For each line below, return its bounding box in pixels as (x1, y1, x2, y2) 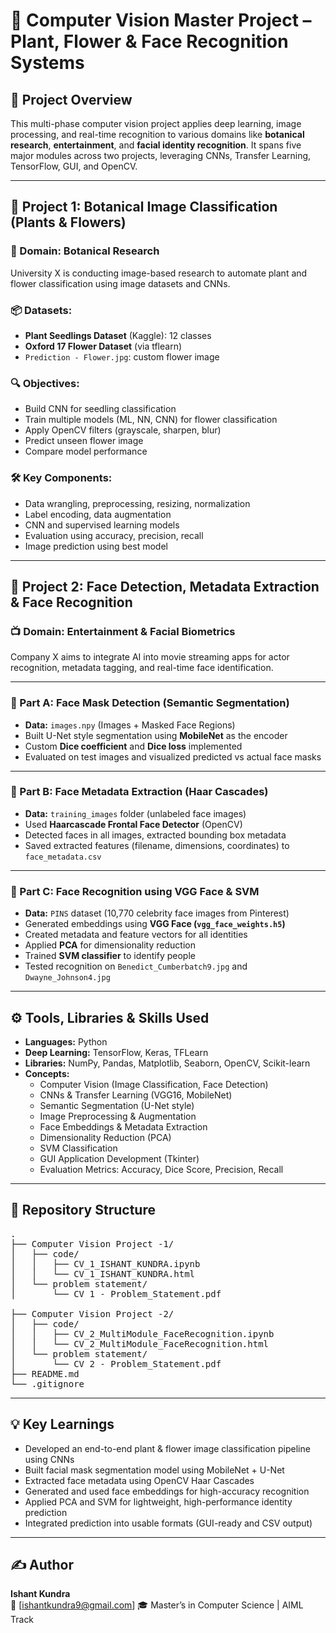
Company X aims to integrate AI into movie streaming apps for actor (10, 651, 290, 663)
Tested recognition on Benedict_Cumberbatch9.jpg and (24, 960, 248, 973)
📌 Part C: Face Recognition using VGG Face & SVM (10, 884, 260, 898)
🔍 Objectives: (10, 376, 80, 390)
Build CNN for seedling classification (24, 403, 177, 415)
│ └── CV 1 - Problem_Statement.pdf (10, 1288, 222, 1299)
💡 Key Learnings (10, 1416, 115, 1433)
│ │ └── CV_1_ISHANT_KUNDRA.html (10, 1268, 196, 1279)
